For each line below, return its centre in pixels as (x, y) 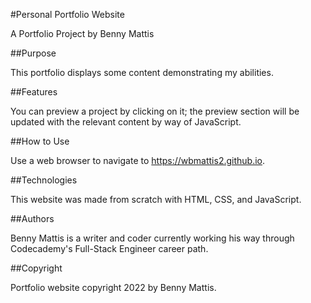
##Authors (32, 218)
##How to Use (40, 141)
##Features (34, 92)
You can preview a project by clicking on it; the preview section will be (155, 111)
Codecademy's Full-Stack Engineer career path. (109, 248)
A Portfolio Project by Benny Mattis (82, 33)
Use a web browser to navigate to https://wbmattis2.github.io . (138, 160)
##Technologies (44, 180)
